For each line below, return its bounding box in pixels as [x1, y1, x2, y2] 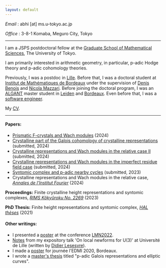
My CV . [5, 105, 20, 111]
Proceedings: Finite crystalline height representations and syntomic [5, 189, 144, 195]
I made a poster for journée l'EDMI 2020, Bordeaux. [12, 248, 118, 254]
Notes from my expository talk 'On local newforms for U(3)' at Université [12, 237, 161, 243]
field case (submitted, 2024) [12, 164, 71, 170]
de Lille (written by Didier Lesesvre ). [12, 243, 86, 249]
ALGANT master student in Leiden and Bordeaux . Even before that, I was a [5, 90, 157, 96]
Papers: [5, 121, 22, 127]
